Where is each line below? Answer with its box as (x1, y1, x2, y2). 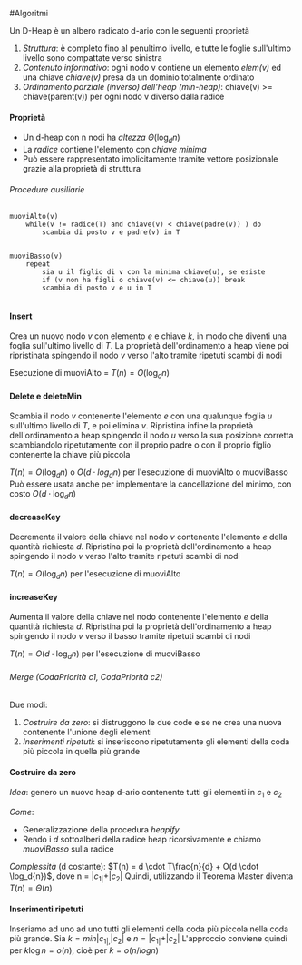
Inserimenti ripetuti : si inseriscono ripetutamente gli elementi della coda (22, 736, 290, 747)
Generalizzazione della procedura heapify (22, 824, 180, 835)
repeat (25, 260, 51, 269)
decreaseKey (9, 511, 61, 522)
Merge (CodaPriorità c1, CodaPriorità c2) (9, 671, 163, 682)
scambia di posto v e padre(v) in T (42, 228, 180, 237)
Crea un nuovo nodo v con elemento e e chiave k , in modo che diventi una (9, 330, 287, 341)
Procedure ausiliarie (9, 183, 85, 194)
